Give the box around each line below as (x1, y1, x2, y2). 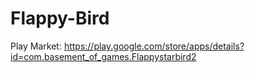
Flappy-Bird (10, 7, 110, 30)
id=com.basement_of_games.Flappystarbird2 (10, 50, 197, 62)
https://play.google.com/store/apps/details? (63, 40, 245, 52)
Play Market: (10, 40, 62, 52)
